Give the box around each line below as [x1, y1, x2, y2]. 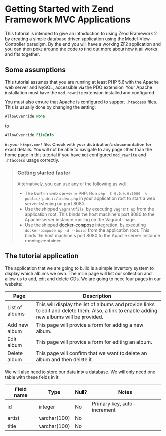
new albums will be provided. [36, 313, 104, 320]
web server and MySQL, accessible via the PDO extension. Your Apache [5, 84, 152, 90]
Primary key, [92, 400, 121, 407]
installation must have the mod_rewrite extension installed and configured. [5, 89, 156, 95]
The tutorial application [5, 252, 79, 260]
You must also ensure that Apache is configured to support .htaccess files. [5, 99, 157, 105]
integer [39, 403, 55, 410]
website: [5, 281, 23, 287]
